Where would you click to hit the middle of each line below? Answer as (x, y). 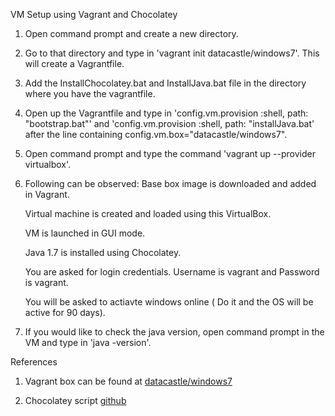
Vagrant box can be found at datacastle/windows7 (128, 381)
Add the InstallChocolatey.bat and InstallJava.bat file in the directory (165, 83)
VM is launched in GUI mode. (85, 233)
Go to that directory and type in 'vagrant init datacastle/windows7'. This (172, 53)
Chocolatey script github (75, 400)
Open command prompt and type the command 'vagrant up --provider (170, 153)
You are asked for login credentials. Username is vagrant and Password (172, 272)
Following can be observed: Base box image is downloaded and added (170, 183)
